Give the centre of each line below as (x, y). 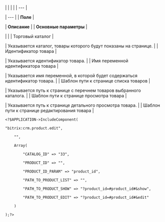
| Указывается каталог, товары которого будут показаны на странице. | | (82, 46)
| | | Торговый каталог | (29, 36)
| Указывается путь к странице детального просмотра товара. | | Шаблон (83, 105)
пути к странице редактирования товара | (50, 111)
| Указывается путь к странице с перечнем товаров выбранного (73, 90)
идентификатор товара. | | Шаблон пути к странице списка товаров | (78, 81)
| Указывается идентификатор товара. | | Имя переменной (67, 61)
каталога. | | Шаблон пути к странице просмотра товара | (66, 96)
